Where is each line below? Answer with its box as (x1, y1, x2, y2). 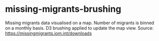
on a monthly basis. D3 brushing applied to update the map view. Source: (5, 25, 154, 31)
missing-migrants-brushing (5, 3, 122, 15)
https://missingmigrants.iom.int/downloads (5, 30, 92, 36)
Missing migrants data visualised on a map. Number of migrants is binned (5, 20, 154, 26)
